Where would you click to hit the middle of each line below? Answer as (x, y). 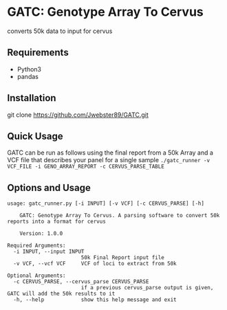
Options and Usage (49, 187)
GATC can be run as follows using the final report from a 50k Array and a (110, 153)
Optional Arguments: (37, 276)
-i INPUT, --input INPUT (49, 252)
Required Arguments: (37, 246)
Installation (32, 98)
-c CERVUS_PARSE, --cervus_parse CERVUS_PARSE (81, 282)
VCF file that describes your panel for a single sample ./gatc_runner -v (109, 160)
